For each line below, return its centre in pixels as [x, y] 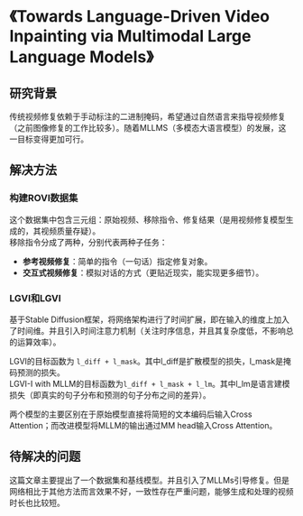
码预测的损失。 [37, 372]
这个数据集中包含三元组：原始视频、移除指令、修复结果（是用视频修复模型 [147, 219]
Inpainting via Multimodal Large [130, 37]
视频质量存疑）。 [70, 231]
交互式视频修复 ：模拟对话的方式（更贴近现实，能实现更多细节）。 [143, 272]
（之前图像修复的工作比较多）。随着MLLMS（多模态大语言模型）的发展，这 [148, 128]
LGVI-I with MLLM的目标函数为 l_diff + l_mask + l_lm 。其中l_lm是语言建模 [150, 383]
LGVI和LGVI [35, 298]
